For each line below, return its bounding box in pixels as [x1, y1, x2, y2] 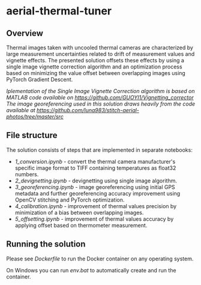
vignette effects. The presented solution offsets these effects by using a [6, 57, 185, 64]
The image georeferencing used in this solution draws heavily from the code [6, 100, 196, 107]
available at [6, 107, 36, 113]
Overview [6, 28, 44, 38]
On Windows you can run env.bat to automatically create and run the [6, 266, 176, 274]
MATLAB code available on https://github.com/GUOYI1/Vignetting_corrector [6, 94, 194, 101]
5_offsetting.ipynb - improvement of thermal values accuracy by [14, 215, 174, 223]
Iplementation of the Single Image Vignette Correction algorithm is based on [6, 88, 195, 94]
